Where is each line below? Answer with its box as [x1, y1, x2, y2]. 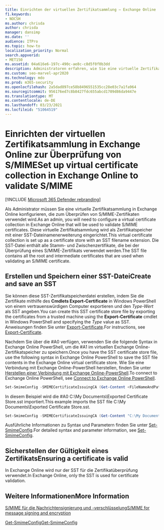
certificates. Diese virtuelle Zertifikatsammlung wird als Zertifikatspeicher [5, 227, 153, 232]
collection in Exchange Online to [5, 170, 139, 181]
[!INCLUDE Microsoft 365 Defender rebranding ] [5, 196, 101, 202]
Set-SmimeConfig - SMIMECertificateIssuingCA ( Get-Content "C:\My [5, 413, 141, 418]
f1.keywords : [5, 12, 32, 17]
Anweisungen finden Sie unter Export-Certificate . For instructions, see [5, 324, 145, 330]
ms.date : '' [5, 35, 29, 40]
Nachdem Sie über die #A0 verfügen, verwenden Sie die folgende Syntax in [5, 339, 158, 345]
